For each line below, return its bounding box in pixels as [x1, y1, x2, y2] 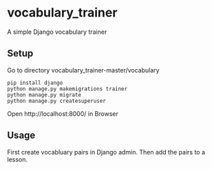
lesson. [7, 155, 28, 163]
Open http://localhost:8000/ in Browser [7, 109, 118, 118]
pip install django [7, 79, 63, 86]
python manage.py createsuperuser [7, 97, 107, 104]
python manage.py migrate [7, 91, 81, 98]
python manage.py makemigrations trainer [7, 85, 128, 92]
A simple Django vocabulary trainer [7, 28, 107, 36]
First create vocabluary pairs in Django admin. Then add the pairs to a [7, 148, 205, 156]
